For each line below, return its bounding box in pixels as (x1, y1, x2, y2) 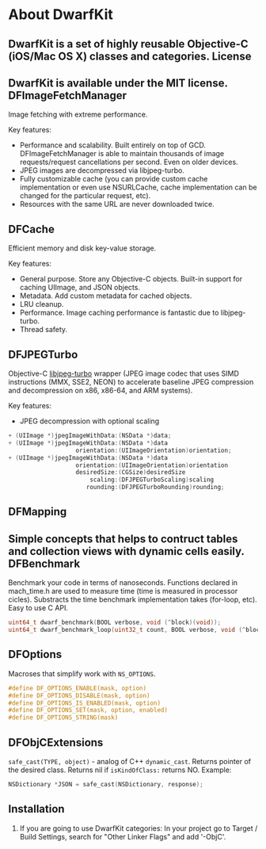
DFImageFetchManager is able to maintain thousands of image (19, 149, 225, 159)
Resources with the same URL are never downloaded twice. (19, 200, 215, 209)
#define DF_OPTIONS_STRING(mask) (8, 713, 119, 722)
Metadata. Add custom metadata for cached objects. (19, 291, 192, 300)
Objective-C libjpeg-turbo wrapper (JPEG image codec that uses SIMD (8, 369, 240, 378)
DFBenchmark (8, 556, 81, 570)
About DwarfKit (8, 6, 113, 24)
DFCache (8, 222, 55, 235)
